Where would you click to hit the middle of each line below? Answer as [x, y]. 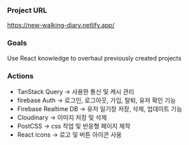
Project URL [27, 10]
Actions [21, 76]
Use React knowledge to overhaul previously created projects [94, 58]
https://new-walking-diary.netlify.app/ [61, 25]
